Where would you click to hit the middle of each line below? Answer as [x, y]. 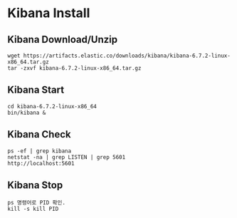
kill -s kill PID [33, 209]
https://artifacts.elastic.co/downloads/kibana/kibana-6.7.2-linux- [127, 56]
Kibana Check [39, 134]
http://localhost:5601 [41, 163]
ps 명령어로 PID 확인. [37, 203]
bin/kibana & [27, 113]
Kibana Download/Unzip [63, 40]
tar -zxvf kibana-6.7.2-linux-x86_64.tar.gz [74, 68]
